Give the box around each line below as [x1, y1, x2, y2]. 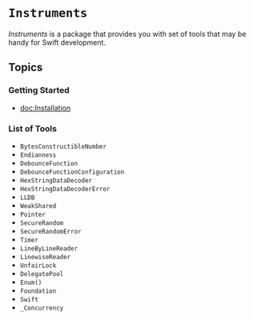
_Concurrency [19, 304, 64, 312]
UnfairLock [19, 262, 57, 270]
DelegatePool [19, 270, 64, 278]
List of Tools [8, 122, 58, 134]
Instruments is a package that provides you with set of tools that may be [8, 29, 247, 38]
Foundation [19, 286, 57, 295]
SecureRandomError [19, 227, 82, 235]
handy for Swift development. [8, 38, 107, 47]
